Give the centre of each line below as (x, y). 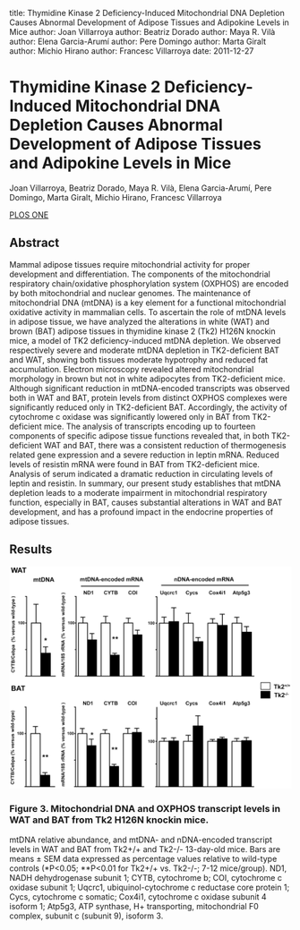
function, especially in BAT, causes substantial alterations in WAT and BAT (146, 502)
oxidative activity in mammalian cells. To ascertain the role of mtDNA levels (148, 311)
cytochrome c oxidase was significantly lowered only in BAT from (130, 416)
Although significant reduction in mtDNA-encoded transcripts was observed (150, 388)
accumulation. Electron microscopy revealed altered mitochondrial (132, 369)
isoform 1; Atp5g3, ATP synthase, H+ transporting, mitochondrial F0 (134, 906)
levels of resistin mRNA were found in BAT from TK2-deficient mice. (134, 464)
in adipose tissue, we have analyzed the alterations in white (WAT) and (140, 321)
